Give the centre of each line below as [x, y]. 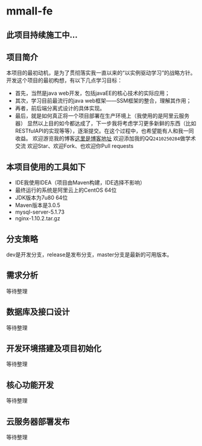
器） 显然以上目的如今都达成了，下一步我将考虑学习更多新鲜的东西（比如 [106, 123]
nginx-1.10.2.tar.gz [37, 218]
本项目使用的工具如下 [46, 167]
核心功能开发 [30, 385]
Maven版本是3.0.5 [37, 205]
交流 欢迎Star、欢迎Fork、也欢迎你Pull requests [74, 146]
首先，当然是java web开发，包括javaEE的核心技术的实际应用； [92, 93]
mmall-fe [30, 11]
